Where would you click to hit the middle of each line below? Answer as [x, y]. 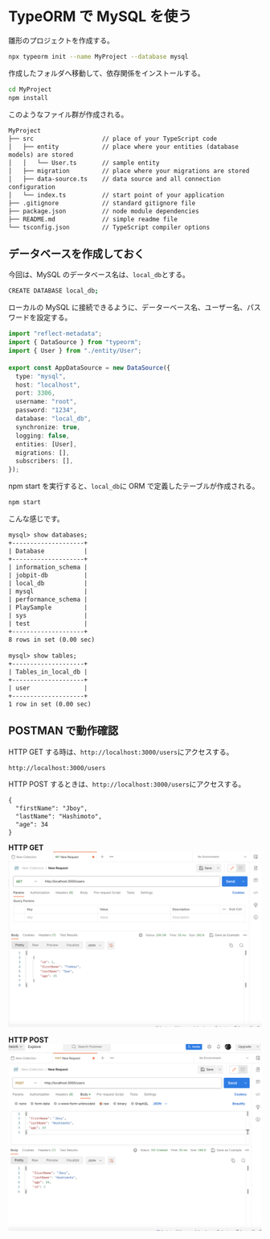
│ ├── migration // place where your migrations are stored [129, 171]
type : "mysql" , [41, 376]
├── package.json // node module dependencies [104, 211]
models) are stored [41, 155]
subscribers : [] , [45, 461]
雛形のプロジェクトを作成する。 [61, 40]
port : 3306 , [36, 393]
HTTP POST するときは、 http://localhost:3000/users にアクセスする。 [127, 784]
